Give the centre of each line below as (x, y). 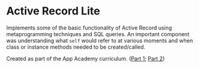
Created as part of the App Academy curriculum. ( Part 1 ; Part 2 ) (86, 58)
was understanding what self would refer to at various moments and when (100, 40)
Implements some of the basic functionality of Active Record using (89, 28)
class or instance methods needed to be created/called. (76, 47)
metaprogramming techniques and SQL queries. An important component (98, 34)
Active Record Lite (53, 11)
